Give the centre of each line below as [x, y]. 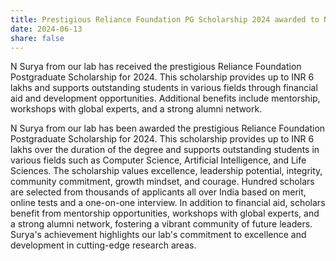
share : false [37, 38]
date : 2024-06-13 [46, 29]
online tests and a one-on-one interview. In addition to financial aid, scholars [168, 203]
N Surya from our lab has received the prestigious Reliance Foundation [156, 67]
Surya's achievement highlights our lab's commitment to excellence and [158, 235]
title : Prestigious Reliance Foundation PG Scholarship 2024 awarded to [165, 19]
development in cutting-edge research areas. [103, 245]
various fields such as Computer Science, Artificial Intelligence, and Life [158, 160]
